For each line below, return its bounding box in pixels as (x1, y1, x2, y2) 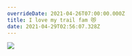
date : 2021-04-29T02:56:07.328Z (7, 23, 100, 30)
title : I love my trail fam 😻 (7, 17, 97, 24)
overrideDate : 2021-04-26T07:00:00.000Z (7, 10, 126, 17)
